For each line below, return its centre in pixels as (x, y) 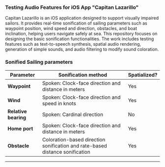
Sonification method (82, 75)
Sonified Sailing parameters (39, 62)
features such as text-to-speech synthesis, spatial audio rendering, (73, 44)
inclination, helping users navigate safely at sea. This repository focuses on (81, 34)
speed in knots (59, 103)
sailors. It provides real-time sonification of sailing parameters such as (76, 23)
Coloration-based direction (74, 139)
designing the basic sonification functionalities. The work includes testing (80, 39)
